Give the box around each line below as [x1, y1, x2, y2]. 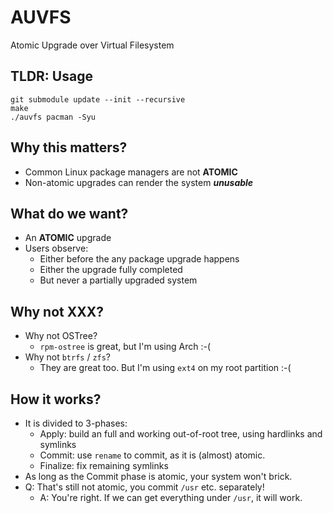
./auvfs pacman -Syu [10, 112, 97, 122]
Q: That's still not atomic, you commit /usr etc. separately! [24, 481, 265, 493]
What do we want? [10, 205, 129, 222]
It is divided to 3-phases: [24, 417, 128, 429]
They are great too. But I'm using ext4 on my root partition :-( [39, 362, 292, 374]
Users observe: [24, 242, 89, 255]
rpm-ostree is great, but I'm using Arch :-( [39, 341, 212, 353]
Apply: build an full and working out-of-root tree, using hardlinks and [39, 428, 323, 440]
